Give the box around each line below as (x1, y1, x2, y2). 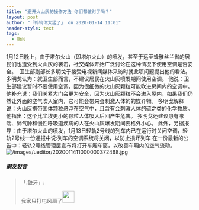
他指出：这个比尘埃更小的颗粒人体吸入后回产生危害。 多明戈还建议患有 (6, 112, 179, 119)
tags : (6, 31, 20, 37)
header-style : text (6, 25, 54, 31)
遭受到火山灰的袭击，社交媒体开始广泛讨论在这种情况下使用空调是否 (21, 60, 188, 67)
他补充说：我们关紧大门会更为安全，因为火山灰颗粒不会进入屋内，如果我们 (6, 90, 188, 97)
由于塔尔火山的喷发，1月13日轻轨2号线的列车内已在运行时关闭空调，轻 (16, 127, 188, 134)
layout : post (6, 14, 38, 20)
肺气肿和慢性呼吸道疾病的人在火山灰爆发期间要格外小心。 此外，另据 (16, 119, 184, 127)
